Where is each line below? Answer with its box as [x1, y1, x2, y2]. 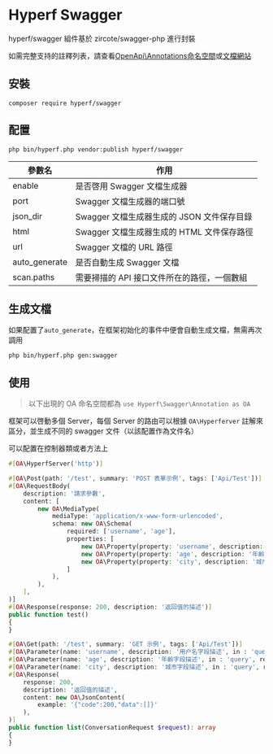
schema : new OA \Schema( [51, 520, 132, 528]
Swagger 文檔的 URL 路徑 [75, 242, 173, 253]
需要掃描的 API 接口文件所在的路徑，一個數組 [75, 272, 248, 283]
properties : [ [66, 535, 115, 543]
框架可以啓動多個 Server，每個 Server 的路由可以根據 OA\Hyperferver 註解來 [8, 416, 264, 426]
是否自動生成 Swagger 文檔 [75, 256, 180, 268]
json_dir [12, 210, 43, 221]
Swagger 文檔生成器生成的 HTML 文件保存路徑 [75, 226, 253, 238]
